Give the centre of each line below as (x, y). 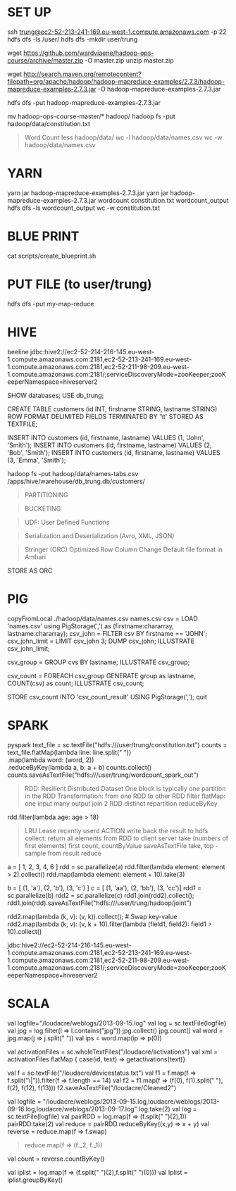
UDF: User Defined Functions (67, 522)
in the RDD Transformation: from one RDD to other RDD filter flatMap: (125, 796)
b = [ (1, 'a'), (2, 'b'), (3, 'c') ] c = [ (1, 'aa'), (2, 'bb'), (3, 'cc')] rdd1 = (105, 887)
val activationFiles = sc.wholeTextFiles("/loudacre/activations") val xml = (113, 1052)
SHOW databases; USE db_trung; (56, 395)
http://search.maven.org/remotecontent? (83, 74)
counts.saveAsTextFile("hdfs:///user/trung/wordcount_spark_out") (103, 775)
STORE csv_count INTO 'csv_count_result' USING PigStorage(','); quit (107, 697)
